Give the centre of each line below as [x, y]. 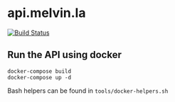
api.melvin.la [47, 13]
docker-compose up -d [39, 77]
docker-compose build [39, 71]
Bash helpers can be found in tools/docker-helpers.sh [88, 91]
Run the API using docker [65, 55]
